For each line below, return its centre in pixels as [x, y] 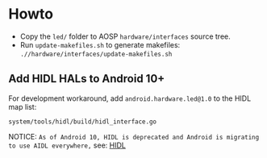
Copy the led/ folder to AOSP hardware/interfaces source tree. [125, 36]
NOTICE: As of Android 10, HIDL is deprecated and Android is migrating [134, 136]
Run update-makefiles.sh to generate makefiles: [100, 44]
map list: [23, 106]
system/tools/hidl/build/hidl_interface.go [83, 122]
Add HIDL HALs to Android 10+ [87, 79]
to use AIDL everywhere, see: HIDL [67, 145]
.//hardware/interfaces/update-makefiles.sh [96, 54]
